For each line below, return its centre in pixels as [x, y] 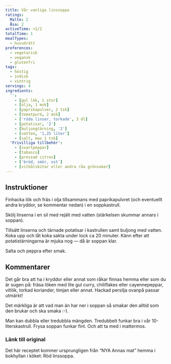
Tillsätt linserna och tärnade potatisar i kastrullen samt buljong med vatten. [84, 230]
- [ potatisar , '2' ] [35, 124]
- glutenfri [23, 62]
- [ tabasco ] [27, 153]
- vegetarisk [24, 53]
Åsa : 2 [17, 24]
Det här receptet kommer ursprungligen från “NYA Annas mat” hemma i [80, 351]
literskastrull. [19, 326]
